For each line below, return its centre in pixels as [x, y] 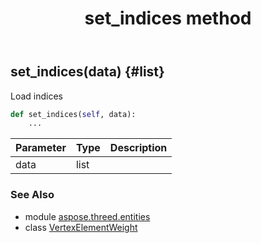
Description [138, 148]
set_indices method [168, 18]
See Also [32, 195]
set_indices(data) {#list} [87, 72]
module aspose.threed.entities [87, 216]
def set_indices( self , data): [73, 114]
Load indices [36, 96]
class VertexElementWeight [81, 227]
